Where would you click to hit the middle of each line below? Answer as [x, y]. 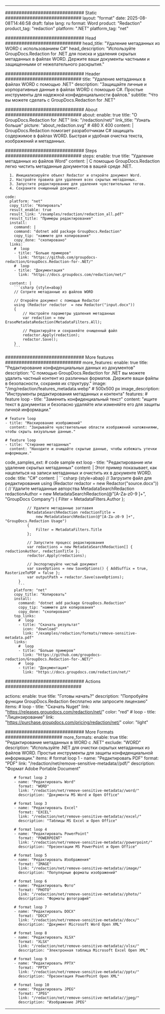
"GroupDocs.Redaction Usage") [36, 521]
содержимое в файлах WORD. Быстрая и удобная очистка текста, [74, 136]
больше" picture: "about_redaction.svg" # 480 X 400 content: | [69, 125]
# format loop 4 [31, 829]
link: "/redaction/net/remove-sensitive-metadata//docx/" [79, 920]
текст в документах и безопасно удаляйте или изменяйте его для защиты [83, 404]
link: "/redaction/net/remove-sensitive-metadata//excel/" [80, 817]
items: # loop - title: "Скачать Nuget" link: [47, 707]
